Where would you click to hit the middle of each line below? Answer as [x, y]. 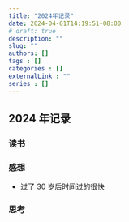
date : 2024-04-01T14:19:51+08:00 [65, 23]
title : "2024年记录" [41, 16]
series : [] [28, 83]
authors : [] [28, 53]
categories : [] [36, 69]
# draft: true [32, 31]
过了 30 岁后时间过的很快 [62, 186]
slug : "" [23, 46]
